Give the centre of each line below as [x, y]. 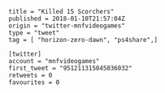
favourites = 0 [34, 82]
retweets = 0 [30, 75]
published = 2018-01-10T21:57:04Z [67, 19]
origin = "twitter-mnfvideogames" [67, 26]
